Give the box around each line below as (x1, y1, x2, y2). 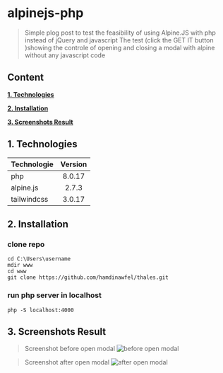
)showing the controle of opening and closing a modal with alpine (24, 43, 215, 52)
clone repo (7, 239, 45, 249)
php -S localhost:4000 (7, 306, 74, 314)
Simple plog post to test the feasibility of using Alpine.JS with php (24, 28, 217, 37)
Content (7, 71, 44, 84)
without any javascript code (24, 51, 106, 59)
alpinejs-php (7, 5, 84, 21)
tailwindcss (11, 194, 49, 204)
